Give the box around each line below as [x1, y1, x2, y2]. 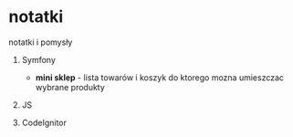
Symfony [21, 54, 57, 65]
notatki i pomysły [8, 37, 73, 47]
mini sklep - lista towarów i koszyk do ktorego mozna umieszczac [35, 71, 285, 83]
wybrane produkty [35, 81, 106, 92]
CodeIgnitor [21, 117, 68, 128]
